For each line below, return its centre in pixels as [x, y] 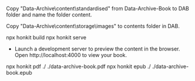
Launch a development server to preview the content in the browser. [97, 49]
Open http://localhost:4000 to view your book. [71, 55]
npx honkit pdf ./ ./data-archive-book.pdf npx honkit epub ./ [78, 66]
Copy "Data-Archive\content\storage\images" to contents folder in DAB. [93, 26]
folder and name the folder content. [49, 15]
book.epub [19, 72]
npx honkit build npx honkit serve [46, 37]
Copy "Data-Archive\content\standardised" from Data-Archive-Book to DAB [97, 9]
